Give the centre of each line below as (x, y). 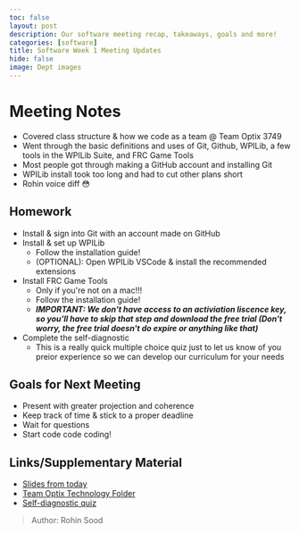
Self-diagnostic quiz (59, 503)
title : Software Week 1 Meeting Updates (86, 51)
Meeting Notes (65, 112)
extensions (56, 271)
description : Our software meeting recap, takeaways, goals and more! (143, 34)
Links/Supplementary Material (96, 462)
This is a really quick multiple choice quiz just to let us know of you (158, 347)
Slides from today (54, 484)
